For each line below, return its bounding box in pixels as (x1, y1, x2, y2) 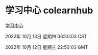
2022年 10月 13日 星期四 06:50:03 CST (5, 33, 87, 39)
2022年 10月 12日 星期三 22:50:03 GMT (5, 44, 88, 50)
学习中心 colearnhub (5, 5, 93, 16)
